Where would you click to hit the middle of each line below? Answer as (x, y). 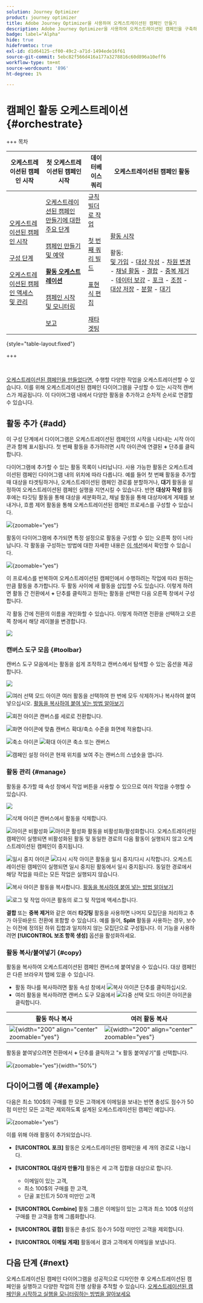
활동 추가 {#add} (37, 423)
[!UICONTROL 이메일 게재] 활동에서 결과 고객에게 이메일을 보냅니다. (95, 1242)
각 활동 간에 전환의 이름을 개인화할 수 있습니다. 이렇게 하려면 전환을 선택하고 (96, 614)
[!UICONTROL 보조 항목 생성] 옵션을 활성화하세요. (77, 935)
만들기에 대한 (63, 220)
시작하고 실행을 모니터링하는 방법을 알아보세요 (76, 1294)
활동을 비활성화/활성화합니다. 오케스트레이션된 (142, 831)
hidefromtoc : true (29, 46)
